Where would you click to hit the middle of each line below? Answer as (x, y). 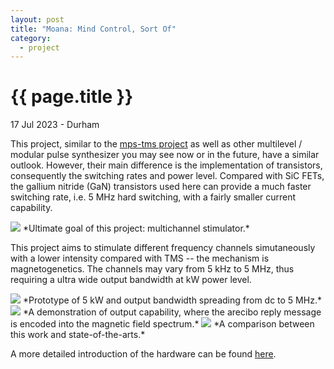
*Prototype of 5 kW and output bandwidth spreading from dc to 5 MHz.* (172, 300)
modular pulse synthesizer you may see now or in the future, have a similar (165, 155)
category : (31, 38)
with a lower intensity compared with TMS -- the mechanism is (140, 258)
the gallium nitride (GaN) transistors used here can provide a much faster (161, 187)
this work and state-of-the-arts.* (78, 335)
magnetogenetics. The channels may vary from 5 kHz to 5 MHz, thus (152, 269)
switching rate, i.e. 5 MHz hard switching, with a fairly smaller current (153, 197)
